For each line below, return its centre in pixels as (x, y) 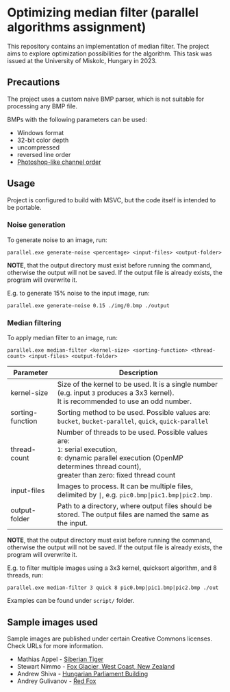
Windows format (40, 132)
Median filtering (34, 322)
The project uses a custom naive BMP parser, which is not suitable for (106, 99)
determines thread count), (99, 466)
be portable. (24, 207)
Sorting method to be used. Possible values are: (134, 413)
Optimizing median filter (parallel (103, 13)
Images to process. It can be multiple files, (125, 486)
